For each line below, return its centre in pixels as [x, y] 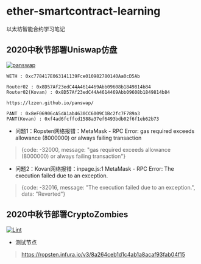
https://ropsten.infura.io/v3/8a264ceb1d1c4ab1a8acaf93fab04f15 [103, 254]
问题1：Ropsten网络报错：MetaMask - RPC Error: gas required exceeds [105, 131]
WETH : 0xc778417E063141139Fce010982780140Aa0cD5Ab [73, 76]
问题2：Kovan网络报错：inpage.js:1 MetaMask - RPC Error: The [95, 168]
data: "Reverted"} [43, 194]
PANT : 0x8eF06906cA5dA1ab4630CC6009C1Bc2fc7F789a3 [73, 113]
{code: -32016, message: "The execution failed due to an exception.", [108, 187]
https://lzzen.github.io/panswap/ [50, 103]
